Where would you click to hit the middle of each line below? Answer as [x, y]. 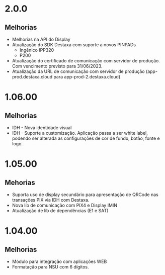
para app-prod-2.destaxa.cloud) [87, 77]
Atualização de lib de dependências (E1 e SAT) [60, 211]
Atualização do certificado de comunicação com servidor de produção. [86, 61]
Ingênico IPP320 [37, 50]
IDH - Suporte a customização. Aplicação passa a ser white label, [80, 133]
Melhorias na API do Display [41, 39]
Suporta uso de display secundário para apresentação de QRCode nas [85, 195]
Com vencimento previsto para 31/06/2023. [57, 66]
